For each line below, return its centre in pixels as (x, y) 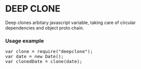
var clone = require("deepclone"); (49, 51)
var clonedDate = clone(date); (44, 61)
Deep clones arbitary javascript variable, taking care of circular (70, 22)
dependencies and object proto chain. (45, 27)
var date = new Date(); (34, 56)
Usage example (25, 40)
